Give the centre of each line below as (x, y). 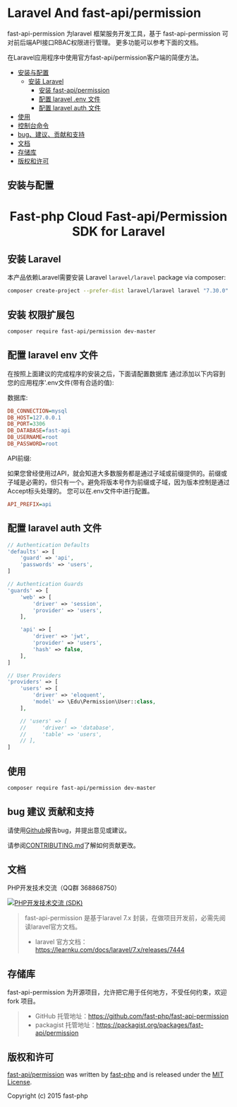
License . (20, 1082)
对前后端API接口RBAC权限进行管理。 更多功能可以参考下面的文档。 (105, 42)
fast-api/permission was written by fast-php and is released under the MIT (116, 1074)
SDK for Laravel (119, 231)
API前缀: (19, 458)
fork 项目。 (24, 1001)
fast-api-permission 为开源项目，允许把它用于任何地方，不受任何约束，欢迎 (117, 992)
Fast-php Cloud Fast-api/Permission (119, 216)
